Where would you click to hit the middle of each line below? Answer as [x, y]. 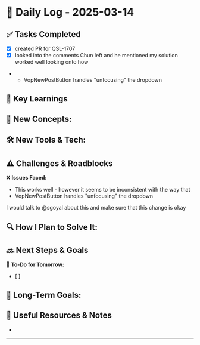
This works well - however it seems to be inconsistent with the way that [102, 190]
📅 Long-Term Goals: [44, 295]
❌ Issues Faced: [26, 178]
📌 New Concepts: [39, 119]
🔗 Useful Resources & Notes [59, 315]
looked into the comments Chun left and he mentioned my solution [96, 56]
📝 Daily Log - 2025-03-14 [70, 12]
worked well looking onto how [51, 62]
